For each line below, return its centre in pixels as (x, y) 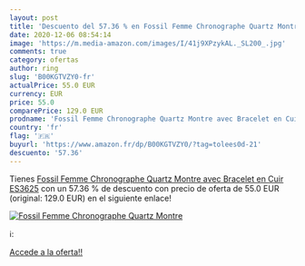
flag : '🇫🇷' (32, 136)
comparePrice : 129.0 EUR (56, 111)
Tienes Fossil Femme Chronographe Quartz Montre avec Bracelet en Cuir (147, 179)
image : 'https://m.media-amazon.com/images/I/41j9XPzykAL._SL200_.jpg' (148, 43)
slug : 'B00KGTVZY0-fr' (52, 77)
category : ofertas (44, 60)
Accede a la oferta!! (46, 251)
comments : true (38, 52)
